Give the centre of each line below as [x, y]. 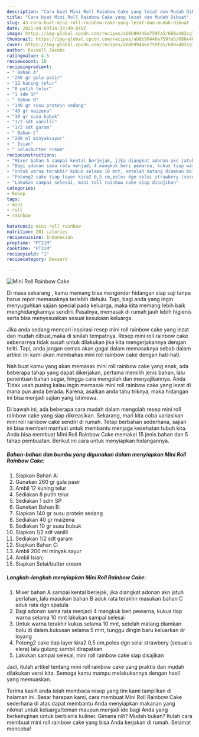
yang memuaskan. [29, 679]
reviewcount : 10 [27, 61]
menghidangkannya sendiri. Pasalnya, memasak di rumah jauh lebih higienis [99, 312]
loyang [23, 636]
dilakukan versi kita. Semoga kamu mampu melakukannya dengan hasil [93, 673]
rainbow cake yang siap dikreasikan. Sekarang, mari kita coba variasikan [95, 416]
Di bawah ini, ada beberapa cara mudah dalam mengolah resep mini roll [94, 409]
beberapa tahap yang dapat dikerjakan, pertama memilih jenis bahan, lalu [96, 373]
